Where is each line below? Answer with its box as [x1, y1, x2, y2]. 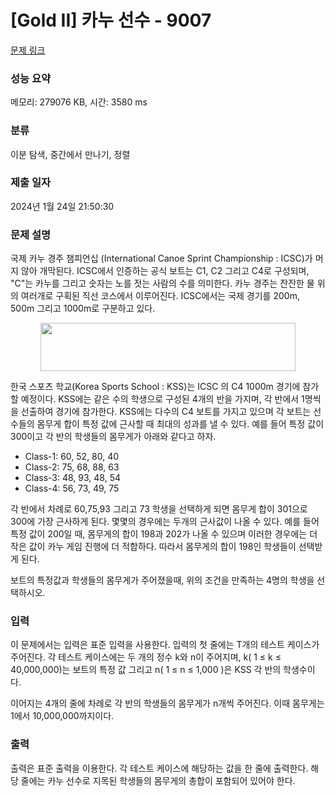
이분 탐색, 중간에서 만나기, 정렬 [10, 148, 131, 160]
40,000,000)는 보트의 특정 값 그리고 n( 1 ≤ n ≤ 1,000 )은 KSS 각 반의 [10, 664, 282, 676]
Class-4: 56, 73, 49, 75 [24, 482, 120, 495]
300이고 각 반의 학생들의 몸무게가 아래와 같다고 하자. [10, 431, 217, 443]
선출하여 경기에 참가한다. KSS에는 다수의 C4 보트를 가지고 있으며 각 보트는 [20, 406, 312, 418]
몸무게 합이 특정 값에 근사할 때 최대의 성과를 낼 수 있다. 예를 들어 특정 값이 [36, 418, 325, 430]
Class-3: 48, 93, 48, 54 [24, 472, 122, 484]
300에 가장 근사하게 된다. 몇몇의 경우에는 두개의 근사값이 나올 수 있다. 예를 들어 [10, 516, 320, 528]
